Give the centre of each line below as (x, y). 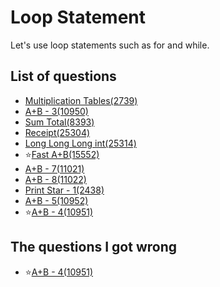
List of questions (63, 76)
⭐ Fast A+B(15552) (62, 154)
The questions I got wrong (94, 247)
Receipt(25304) (57, 132)
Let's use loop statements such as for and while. (110, 45)
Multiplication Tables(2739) (81, 100)
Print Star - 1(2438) (64, 190)
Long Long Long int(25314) (80, 143)
